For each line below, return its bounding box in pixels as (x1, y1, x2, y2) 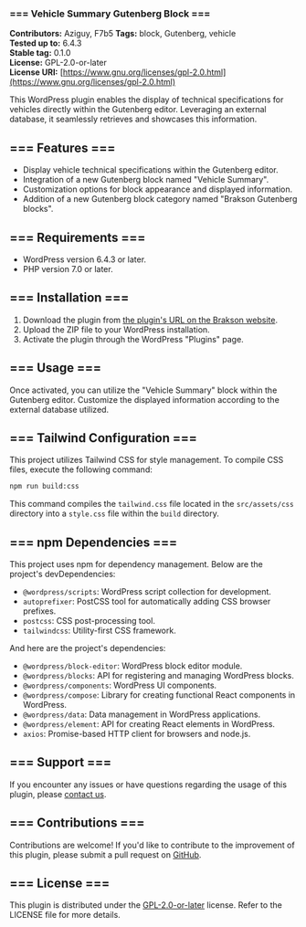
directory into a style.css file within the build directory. (9, 508, 219, 519)
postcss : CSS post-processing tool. (22, 616, 155, 627)
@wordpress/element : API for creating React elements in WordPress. (22, 719, 276, 730)
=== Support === (9, 754, 112, 770)
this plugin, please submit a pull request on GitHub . (9, 848, 202, 860)
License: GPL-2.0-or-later (9, 58, 108, 68)
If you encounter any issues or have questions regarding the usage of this (9, 779, 288, 790)
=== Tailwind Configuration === (9, 430, 198, 446)
